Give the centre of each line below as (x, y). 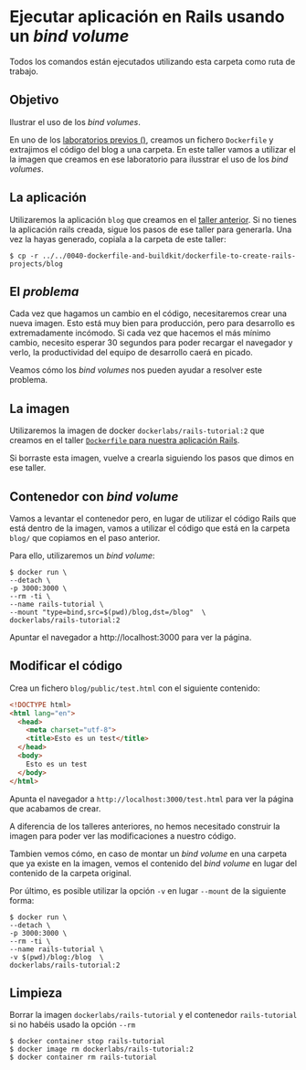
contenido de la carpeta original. (71, 873)
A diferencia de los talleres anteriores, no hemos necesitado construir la (145, 826)
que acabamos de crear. (55, 808)
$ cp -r (24, 256)
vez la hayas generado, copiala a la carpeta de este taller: (118, 238)
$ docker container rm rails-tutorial (83, 1057)
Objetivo (34, 100)
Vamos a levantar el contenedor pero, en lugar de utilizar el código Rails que (153, 519)
